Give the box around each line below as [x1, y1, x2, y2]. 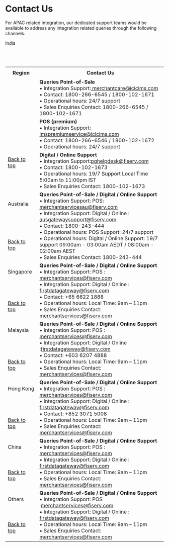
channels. [5, 30, 26, 36]
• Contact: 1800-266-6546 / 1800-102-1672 [39, 137, 155, 144]
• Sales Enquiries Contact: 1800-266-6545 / [39, 104, 148, 111]
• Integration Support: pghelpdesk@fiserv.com [39, 158, 149, 165]
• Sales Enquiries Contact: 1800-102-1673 [39, 183, 145, 190]
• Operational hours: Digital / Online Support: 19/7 [39, 235, 158, 242]
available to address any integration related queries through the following [5, 25, 157, 31]
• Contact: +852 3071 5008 [39, 410, 107, 417]
